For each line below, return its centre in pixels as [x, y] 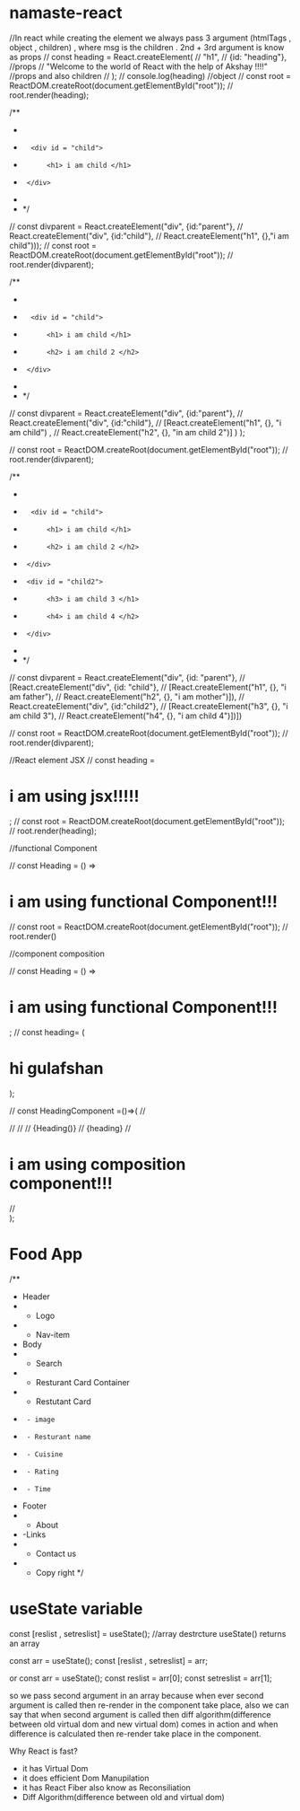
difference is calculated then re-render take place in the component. [135, 1733]
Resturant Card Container [82, 1382]
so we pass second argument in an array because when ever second [137, 1695]
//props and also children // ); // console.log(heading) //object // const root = [150, 75]
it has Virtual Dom [55, 1768]
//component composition [57, 954]
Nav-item [52, 1334]
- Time [39, 1489]
